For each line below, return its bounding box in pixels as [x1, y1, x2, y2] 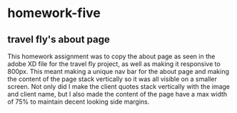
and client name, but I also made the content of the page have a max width [7, 90, 228, 98]
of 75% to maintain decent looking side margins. [7, 97, 150, 106]
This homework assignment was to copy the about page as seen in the [7, 52, 216, 60]
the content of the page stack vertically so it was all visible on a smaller [7, 75, 218, 83]
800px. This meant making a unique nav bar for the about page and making [7, 68, 230, 75]
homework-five [7, 5, 101, 21]
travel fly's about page [7, 33, 111, 45]
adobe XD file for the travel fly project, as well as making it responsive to [7, 60, 221, 68]
